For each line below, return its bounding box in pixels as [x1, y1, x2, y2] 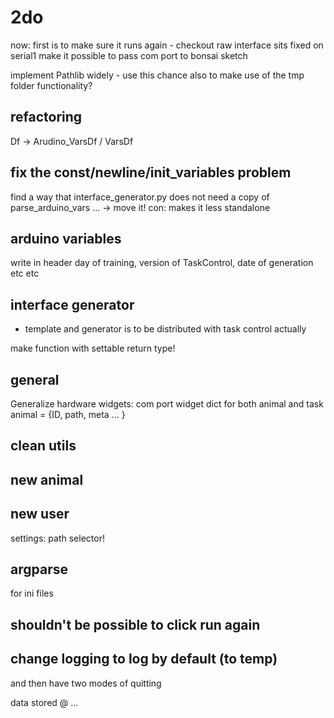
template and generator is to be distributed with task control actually [24, 323, 307, 335]
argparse [10, 561, 68, 578]
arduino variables [10, 230, 122, 247]
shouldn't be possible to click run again [10, 616, 261, 633]
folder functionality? [10, 79, 93, 91]
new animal [10, 471, 84, 488]
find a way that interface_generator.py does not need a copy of [10, 191, 270, 203]
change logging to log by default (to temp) [10, 651, 278, 668]
